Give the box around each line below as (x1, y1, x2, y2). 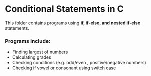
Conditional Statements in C (5, 3, 124, 15)
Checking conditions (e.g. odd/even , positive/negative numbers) (12, 60, 146, 66)
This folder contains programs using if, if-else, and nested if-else (5, 20, 141, 26)
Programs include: (5, 37, 51, 44)
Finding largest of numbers (12, 49, 68, 55)
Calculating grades (12, 54, 51, 60)
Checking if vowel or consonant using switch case (12, 65, 116, 71)
